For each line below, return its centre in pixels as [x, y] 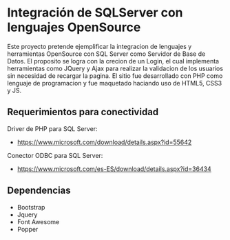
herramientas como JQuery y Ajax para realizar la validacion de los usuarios [115, 68]
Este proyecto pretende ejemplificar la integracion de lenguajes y [100, 46]
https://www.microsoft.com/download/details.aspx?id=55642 [104, 142]
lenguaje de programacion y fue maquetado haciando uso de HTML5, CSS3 [115, 83]
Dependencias [39, 191]
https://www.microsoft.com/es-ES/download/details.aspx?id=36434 [114, 169]
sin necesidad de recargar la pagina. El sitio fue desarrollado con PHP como [115, 76]
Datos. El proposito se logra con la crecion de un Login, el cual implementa [113, 61]
